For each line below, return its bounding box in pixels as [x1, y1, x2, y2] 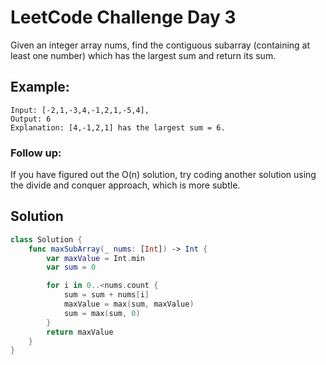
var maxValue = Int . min [46, 253, 145, 263]
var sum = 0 [46, 262, 97, 273]
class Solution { [10, 234, 83, 245]
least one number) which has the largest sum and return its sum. [10, 49, 277, 61]
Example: [10, 79, 70, 96]
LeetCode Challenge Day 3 [10, 6, 237, 29]
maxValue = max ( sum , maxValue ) [63, 299, 195, 310]
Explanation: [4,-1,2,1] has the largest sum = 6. [10, 122, 226, 133]
